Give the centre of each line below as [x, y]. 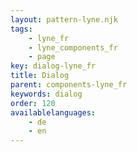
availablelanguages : [53, 112]
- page [42, 57]
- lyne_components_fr [73, 47]
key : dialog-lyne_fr [53, 66]
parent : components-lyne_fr [69, 85]
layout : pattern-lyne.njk [64, 19]
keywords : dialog [46, 94]
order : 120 [33, 103]
